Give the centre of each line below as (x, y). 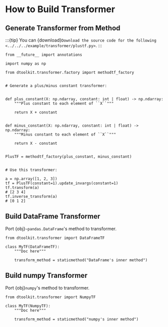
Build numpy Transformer (46, 276)
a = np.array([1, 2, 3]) (31, 179)
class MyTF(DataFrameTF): (32, 247)
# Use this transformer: (31, 170)
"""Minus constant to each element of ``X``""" (65, 135)
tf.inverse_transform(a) (31, 196)
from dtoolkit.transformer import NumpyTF (50, 297)
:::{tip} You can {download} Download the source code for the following (81, 40)
